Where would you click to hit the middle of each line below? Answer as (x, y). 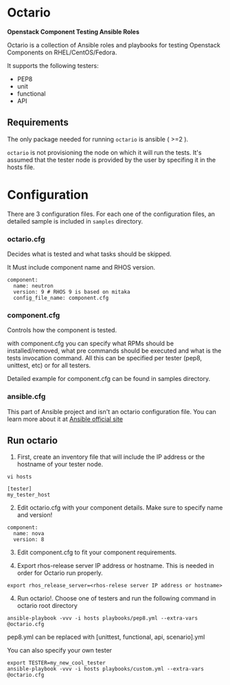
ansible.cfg (26, 397)
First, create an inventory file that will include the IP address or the (111, 457)
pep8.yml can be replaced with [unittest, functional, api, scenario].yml (106, 637)
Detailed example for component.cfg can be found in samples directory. (109, 379)
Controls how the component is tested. (62, 330)
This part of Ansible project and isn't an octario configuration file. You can (112, 411)
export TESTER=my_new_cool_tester (57, 663)
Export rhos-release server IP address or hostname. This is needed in (115, 566)
